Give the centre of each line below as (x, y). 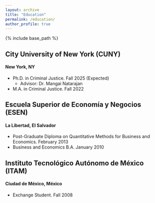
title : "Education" (26, 15)
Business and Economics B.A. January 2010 (58, 147)
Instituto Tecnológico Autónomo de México (74, 163)
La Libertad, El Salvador (31, 125)
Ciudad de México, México (34, 184)
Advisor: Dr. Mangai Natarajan (51, 83)
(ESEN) (17, 113)
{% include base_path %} (32, 38)
